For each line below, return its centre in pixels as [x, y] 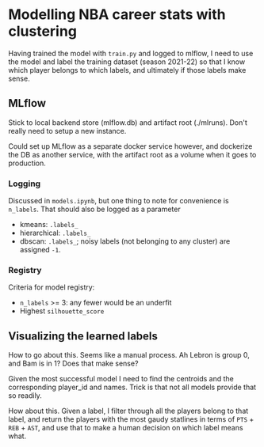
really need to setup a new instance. [67, 131]
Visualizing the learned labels [83, 336]
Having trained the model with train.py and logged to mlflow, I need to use [131, 53]
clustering [43, 31]
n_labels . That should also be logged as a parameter [94, 209]
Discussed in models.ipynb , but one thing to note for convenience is [119, 201]
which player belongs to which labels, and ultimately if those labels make [127, 70]
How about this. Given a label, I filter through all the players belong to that [128, 411]
